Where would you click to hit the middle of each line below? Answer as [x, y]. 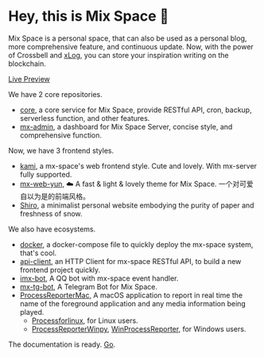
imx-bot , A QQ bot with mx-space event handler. [99, 278]
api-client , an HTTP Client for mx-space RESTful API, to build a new [130, 261]
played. [32, 312]
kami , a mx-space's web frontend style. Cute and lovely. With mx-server [138, 165]
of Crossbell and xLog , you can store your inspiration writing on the [118, 55]
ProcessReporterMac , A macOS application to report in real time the [131, 295]
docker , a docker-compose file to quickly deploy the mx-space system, [136, 244]
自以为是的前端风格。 [54, 196]
